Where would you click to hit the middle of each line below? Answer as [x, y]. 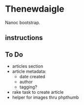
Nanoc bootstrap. [23, 22]
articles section [28, 66]
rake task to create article [38, 92]
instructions [24, 38]
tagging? [28, 87]
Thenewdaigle [35, 9]
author [26, 82]
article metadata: [29, 71]
